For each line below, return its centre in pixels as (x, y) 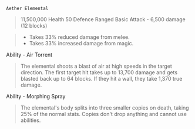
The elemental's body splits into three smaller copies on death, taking (105, 108)
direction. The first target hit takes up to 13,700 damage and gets (99, 72)
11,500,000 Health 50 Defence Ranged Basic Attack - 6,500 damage (103, 19)
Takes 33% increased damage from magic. (81, 43)
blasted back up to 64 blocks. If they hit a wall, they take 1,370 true (101, 79)
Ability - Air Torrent (29, 55)
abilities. (31, 120)
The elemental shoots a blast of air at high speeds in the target (96, 66)
